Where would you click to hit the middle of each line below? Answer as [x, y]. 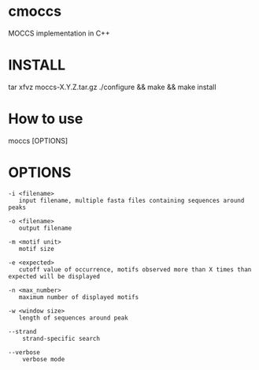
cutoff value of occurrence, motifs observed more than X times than [135, 269]
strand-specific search [61, 338]
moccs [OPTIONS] [38, 140]
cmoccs [35, 11]
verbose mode [44, 359]
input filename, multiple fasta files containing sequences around [131, 200]
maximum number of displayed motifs [79, 297]
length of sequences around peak [73, 318]
